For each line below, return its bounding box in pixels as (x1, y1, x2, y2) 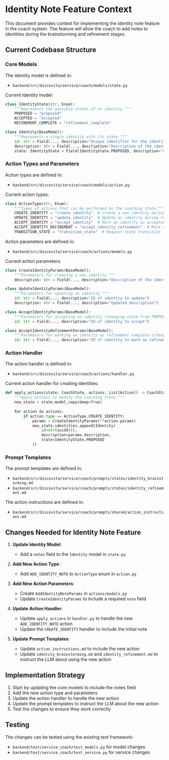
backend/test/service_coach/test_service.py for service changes (12, 749, 150, 755)
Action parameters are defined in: (5, 239, 75, 245)
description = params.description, (41, 433, 112, 438)
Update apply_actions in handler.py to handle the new (20, 615, 133, 622)
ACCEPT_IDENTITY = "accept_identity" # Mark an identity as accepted (14, 220, 165, 225)
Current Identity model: (5, 92, 54, 98)
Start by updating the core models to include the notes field (12, 684, 136, 690)
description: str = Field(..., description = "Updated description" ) (14, 301, 158, 306)
